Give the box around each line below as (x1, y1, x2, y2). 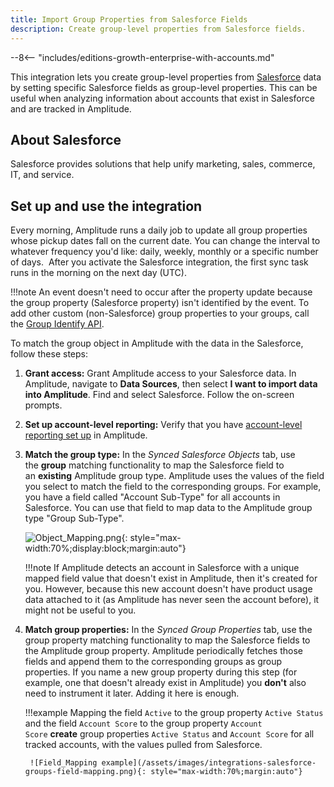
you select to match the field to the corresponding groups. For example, (24, 481, 322, 493)
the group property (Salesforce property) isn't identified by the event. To (10, 297, 310, 309)
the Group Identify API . (10, 318, 105, 330)
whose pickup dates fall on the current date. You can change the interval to (10, 235, 321, 247)
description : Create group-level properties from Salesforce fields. (10, 24, 307, 34)
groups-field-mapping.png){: (24, 767, 147, 777)
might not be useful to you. (24, 604, 137, 616)
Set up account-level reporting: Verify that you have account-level (24, 419, 303, 431)
